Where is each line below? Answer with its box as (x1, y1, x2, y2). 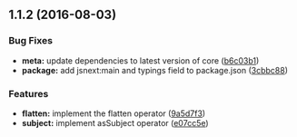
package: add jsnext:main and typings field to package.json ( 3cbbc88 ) (21, 64, 288, 75)
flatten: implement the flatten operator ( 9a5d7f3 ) (21, 108, 206, 119)
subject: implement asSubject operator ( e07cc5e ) (21, 117, 210, 128)
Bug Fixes (8, 34, 54, 47)
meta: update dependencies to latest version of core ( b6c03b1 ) (21, 54, 260, 66)
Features (8, 87, 49, 100)
